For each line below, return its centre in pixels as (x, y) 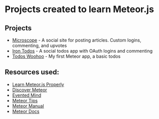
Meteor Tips (25, 100)
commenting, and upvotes (39, 46)
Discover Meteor (29, 90)
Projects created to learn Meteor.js (80, 9)
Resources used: (32, 72)
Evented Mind (27, 95)
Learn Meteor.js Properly (38, 84)
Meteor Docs (26, 111)
